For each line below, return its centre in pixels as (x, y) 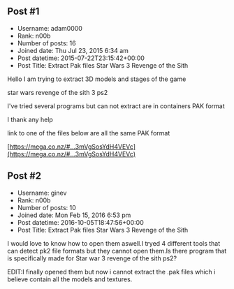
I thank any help (30, 119)
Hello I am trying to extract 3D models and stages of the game (97, 79)
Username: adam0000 (50, 28)
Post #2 (24, 176)
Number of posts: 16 (46, 43)
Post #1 (23, 12)
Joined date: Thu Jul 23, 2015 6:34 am (73, 50)
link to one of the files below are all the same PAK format (89, 133)
